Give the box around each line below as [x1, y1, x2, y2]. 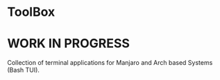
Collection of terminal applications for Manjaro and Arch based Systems [7, 59, 213, 67]
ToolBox [7, 4, 56, 20]
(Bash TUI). [7, 66, 40, 74]
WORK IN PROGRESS [7, 36, 130, 52]
